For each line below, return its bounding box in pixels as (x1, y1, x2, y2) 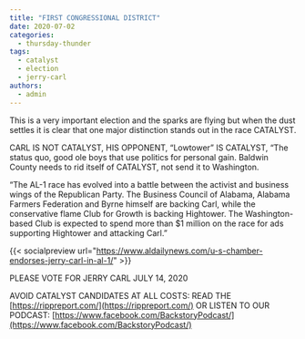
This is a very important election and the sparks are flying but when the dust (9, 115, 296, 126)
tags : (9, 47, 30, 56)
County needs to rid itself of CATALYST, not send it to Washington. (9, 161, 259, 172)
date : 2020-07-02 (9, 22, 76, 31)
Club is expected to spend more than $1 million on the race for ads (35, 218, 284, 229)
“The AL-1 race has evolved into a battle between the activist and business (9, 179, 290, 190)
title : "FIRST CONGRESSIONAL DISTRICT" (9, 13, 161, 23)
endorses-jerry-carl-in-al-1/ (9, 254, 114, 265)
